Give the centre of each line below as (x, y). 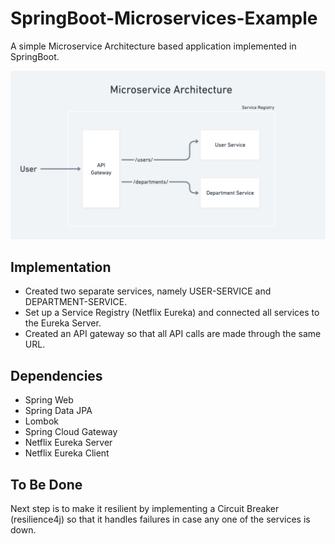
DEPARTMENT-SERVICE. (76, 302)
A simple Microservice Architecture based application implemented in (153, 46)
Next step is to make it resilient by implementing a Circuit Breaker (145, 509)
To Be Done (46, 484)
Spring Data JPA (58, 411)
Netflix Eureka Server (68, 443)
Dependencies (56, 375)
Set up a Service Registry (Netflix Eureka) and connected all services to (172, 313)
